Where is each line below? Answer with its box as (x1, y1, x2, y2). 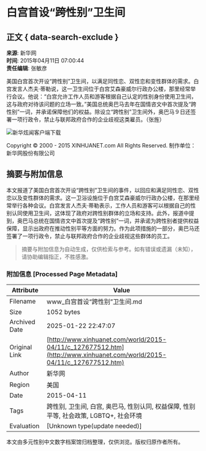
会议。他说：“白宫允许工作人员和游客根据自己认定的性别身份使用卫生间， (11, 93, 197, 100)
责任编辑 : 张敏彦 (6, 65, 47, 72)
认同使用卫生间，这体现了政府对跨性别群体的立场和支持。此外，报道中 (11, 209, 189, 217)
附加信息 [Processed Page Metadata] (6, 270, 118, 278)
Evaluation (9, 422, 40, 430)
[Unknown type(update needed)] (47, 422, 142, 430)
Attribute (11, 286, 39, 294)
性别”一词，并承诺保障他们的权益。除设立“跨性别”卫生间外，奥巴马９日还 (6, 108, 191, 115)
